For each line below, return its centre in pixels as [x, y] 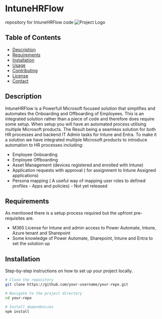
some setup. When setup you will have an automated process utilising [76, 124]
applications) [25, 175]
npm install [17, 311]
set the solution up [31, 244]
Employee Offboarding [35, 159]
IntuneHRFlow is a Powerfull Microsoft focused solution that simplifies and [80, 108]
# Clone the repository [29, 280]
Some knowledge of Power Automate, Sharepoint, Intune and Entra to [82, 238]
